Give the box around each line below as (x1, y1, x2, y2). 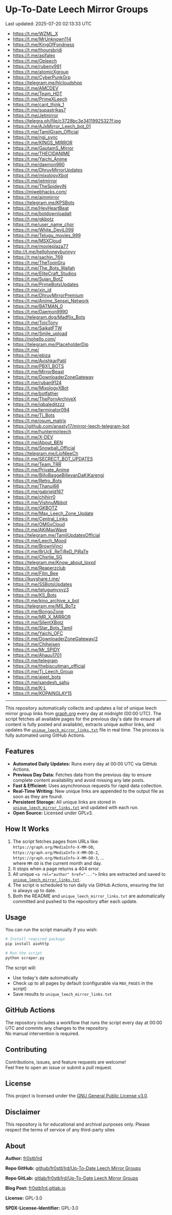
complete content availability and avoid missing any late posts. (12, 777, 145, 783)
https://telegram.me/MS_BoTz (12, 603, 76, 609)
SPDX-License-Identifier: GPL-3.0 (5, 1205, 78, 1211)
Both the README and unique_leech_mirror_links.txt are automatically (12, 893, 165, 899)
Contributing (5, 1045, 47, 1054)
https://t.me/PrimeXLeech (12, 96, 68, 102)
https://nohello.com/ (12, 336, 56, 342)
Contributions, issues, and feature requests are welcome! (5, 1059, 126, 1065)
